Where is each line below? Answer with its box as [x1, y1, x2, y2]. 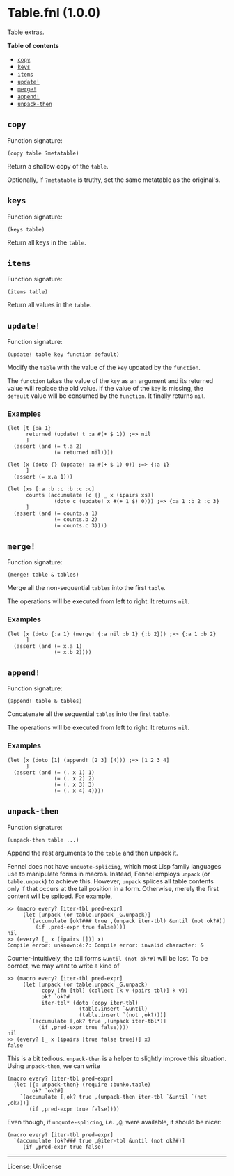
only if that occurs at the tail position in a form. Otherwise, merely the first [7, 884, 219, 892]
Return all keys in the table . [7, 238, 86, 247]
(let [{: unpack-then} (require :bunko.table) [13, 1081, 151, 1088]
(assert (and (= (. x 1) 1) [13, 768, 95, 776]
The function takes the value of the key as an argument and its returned [7, 377, 214, 385]
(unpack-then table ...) [7, 836, 79, 844]
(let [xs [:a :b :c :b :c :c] [7, 486, 95, 493]
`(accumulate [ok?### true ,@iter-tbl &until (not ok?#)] [13, 1137, 186, 1144]
